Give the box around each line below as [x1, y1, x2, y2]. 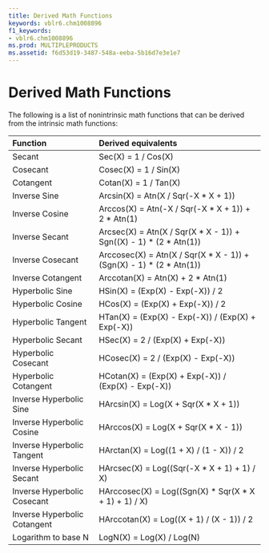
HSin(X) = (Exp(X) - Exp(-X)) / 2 [98, 285, 223, 297]
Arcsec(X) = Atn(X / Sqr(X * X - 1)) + [98, 226, 240, 237]
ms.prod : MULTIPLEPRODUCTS [8, 42, 98, 50]
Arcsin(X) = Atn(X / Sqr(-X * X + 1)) [98, 190, 236, 201]
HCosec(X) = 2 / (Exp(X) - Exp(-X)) [98, 352, 235, 363]
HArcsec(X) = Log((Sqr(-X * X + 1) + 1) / [98, 462, 256, 474]
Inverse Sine [12, 190, 59, 201]
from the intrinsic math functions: [8, 118, 118, 128]
